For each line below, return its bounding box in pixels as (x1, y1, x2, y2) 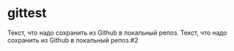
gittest (7, 5, 47, 21)
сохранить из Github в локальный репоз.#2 (7, 35, 139, 44)
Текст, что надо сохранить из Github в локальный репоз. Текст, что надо (7, 28, 228, 37)
